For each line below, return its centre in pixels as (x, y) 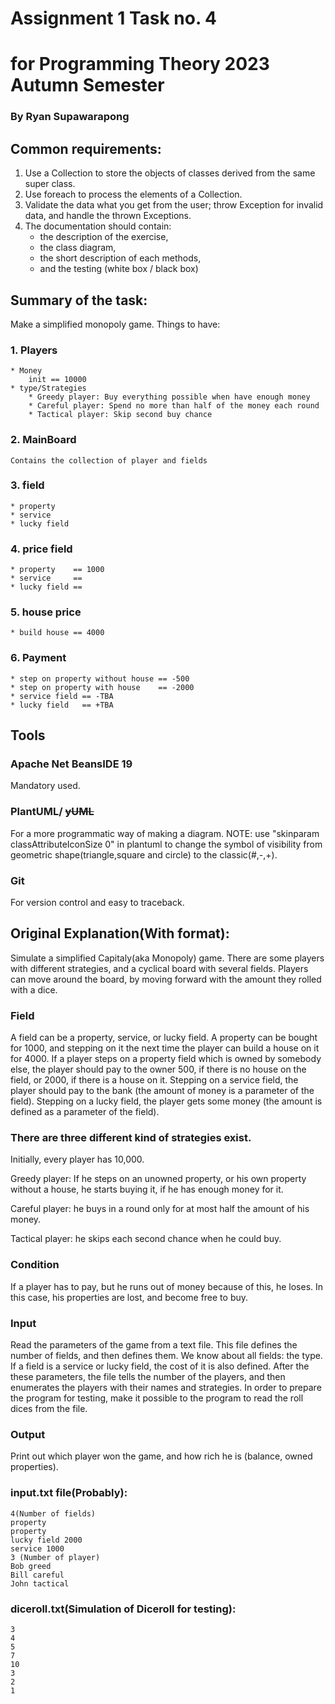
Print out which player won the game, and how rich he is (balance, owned (161, 1456)
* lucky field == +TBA (62, 705)
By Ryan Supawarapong (70, 117)
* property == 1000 (57, 570)
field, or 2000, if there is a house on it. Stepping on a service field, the (154, 1080)
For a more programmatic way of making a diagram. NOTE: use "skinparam (165, 833)
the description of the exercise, (104, 237)
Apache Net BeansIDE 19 (71, 764)
